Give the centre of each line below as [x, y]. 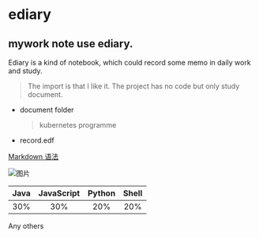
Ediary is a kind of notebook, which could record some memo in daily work [129, 62]
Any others [26, 226]
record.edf [37, 140]
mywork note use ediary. [71, 44]
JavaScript [59, 193]
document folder [47, 110]
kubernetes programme [78, 125]
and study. [25, 71]
